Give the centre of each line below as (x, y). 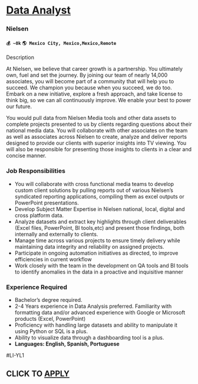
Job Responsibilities (36, 171)
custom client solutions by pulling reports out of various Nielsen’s (94, 190)
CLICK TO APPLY (38, 374)
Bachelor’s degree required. (48, 300)
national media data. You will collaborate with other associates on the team (97, 131)
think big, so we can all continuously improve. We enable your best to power (99, 100)
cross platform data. (39, 215)
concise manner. (26, 156)
